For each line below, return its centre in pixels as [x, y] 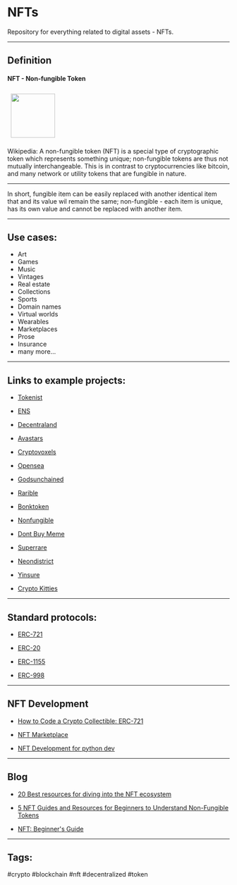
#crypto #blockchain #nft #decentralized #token [78, 874]
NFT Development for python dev [66, 748]
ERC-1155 [31, 661]
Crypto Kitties [37, 588]
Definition [29, 61]
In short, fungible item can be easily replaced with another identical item [112, 194]
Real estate [34, 284]
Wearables [33, 322]
